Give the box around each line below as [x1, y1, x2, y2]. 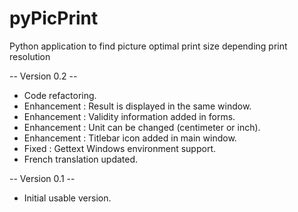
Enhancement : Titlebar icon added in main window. [23, 132, 237, 144]
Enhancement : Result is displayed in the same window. [23, 100, 252, 112]
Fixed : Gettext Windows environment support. [23, 142, 217, 154]
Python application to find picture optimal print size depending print [9, 40, 288, 52]
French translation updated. [23, 153, 139, 165]
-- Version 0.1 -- [9, 172, 76, 184]
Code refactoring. [23, 89, 97, 101]
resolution [9, 50, 51, 62]
